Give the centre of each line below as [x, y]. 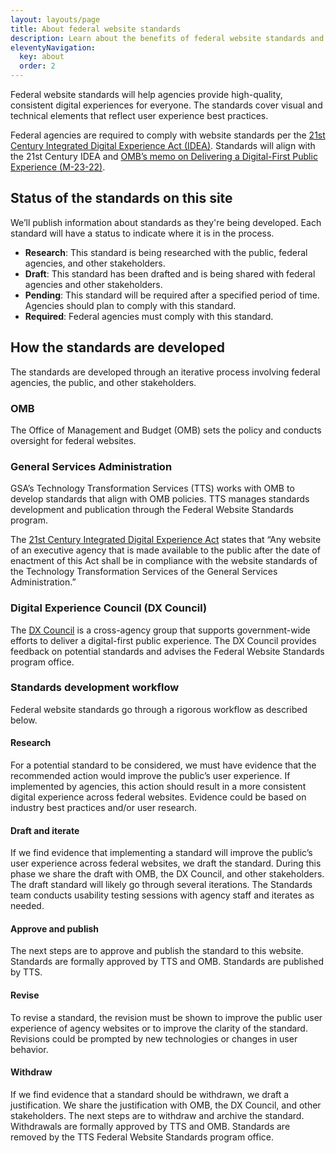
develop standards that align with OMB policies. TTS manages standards [160, 499]
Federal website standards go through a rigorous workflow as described [159, 709]
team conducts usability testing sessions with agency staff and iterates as [162, 895]
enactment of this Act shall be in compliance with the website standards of [164, 561]
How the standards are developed [118, 347]
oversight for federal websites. [73, 440]
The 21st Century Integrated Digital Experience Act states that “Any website [166, 540]
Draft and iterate [45, 830]
